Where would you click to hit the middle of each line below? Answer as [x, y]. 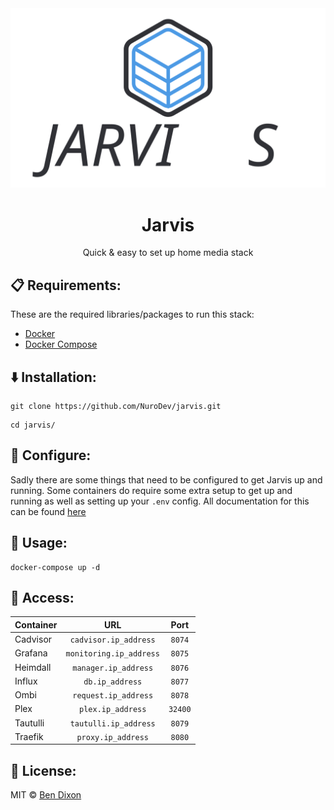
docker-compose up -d [55, 567]
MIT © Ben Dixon [46, 795]
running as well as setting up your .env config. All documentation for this [160, 501]
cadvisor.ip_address [112, 640]
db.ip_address [113, 682]
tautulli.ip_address [112, 723]
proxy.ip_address [112, 737]
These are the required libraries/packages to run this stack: [132, 314]
